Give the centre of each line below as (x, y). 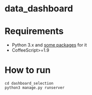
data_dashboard (39, 9)
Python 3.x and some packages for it (49, 45)
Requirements (34, 31)
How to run (28, 70)
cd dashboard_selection (29, 84)
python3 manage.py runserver (35, 88)
